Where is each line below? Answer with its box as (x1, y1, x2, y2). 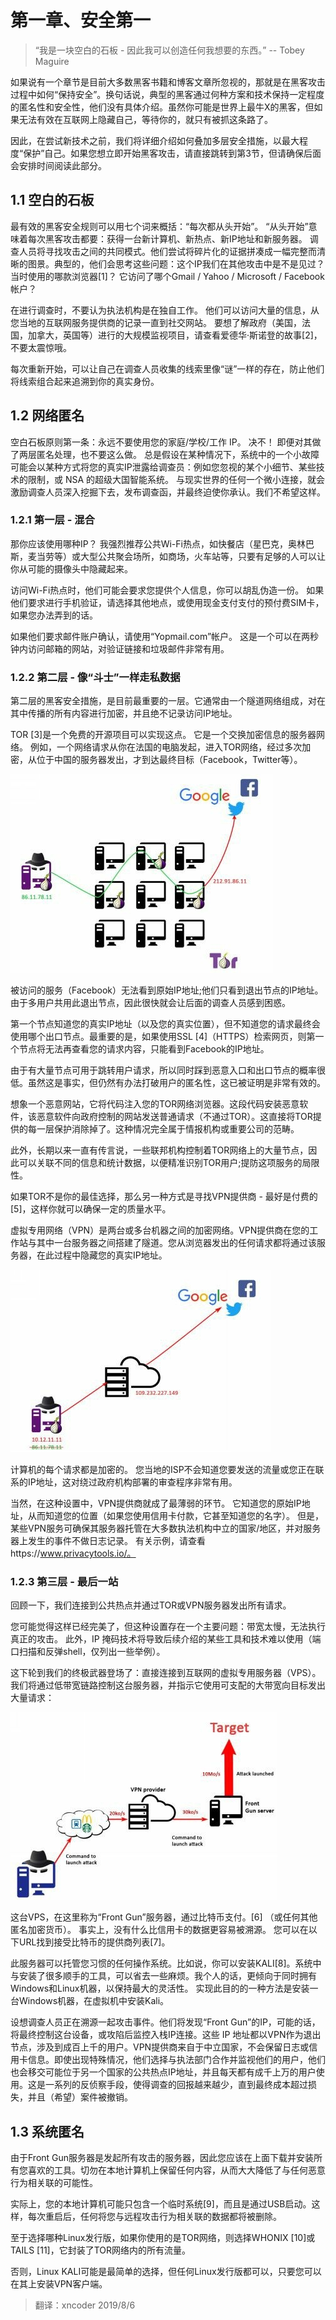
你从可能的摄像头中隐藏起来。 (10, 562, 133, 575)
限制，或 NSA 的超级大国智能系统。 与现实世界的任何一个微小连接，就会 (27, 473, 325, 485)
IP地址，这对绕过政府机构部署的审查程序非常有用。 (27, 1476, 238, 1488)
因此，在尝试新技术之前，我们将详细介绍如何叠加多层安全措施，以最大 (10, 134, 300, 146)
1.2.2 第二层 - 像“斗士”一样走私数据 (10, 670, 181, 684)
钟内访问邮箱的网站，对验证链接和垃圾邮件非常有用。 (10, 642, 230, 655)
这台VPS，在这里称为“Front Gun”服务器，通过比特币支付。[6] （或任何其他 (10, 1911, 318, 1923)
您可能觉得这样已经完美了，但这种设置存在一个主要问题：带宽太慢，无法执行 (10, 1621, 326, 1633)
